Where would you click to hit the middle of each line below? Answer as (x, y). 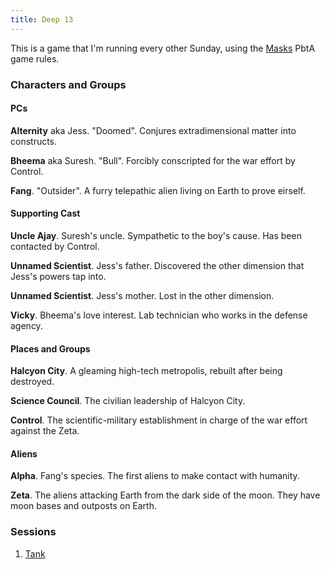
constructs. (34, 141)
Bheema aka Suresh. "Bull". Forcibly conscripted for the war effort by (153, 160)
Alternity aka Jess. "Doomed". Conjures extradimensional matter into (153, 130)
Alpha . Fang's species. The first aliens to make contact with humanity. (155, 476)
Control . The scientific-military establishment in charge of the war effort (159, 420)
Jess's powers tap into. (58, 276)
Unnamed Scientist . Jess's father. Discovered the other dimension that (157, 265)
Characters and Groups (68, 84)
